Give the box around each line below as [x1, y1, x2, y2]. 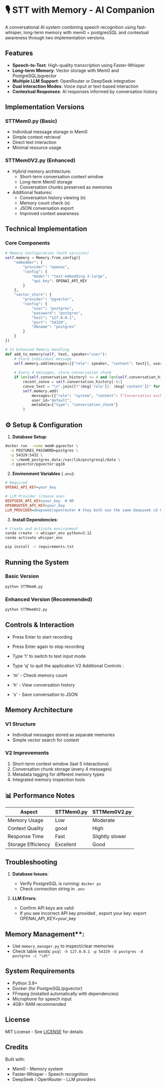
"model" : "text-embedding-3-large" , [31, 274, 107, 279]
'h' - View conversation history [12, 682, 75, 688]
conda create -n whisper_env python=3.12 [5, 531, 92, 536]
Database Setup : [12, 434, 48, 440]
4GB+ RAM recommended [12, 1001, 66, 1007]
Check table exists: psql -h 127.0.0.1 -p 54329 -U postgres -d [12, 948, 143, 954]
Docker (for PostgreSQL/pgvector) [12, 985, 83, 991]
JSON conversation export [19, 205, 74, 211]
